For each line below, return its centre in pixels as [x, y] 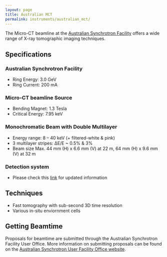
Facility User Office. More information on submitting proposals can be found [83, 243]
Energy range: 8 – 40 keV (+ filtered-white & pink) [63, 137]
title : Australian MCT [29, 14]
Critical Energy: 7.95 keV [37, 114]
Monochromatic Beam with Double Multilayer [61, 127]
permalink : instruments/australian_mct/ [48, 19]
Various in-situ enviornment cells [46, 210]
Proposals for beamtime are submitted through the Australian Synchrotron [81, 238]
